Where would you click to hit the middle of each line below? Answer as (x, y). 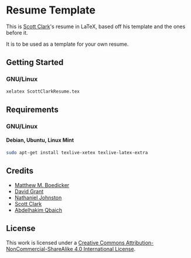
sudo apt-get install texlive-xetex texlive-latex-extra (77, 153)
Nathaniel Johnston (38, 198)
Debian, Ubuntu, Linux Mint (40, 140)
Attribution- (140, 242)
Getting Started (35, 62)
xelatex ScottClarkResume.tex (43, 91)
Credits (20, 171)
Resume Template (51, 10)
